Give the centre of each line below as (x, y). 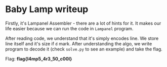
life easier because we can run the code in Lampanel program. (69, 28)
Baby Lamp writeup (47, 9)
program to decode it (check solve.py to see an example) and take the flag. (84, 49)
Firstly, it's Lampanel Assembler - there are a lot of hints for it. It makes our (83, 23)
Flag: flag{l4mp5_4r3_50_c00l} (39, 58)
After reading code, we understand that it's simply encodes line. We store (82, 38)
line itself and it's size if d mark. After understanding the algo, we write (79, 43)
